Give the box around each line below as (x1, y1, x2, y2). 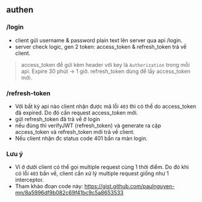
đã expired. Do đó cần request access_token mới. (14, 109, 138, 116)
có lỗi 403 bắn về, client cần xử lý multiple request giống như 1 (14, 170, 169, 177)
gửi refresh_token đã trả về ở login (14, 115, 101, 122)
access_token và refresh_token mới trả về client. (14, 128, 135, 135)
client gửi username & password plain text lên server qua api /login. (14, 36, 183, 44)
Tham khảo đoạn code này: (14, 183, 83, 190)
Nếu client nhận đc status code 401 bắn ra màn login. (14, 134, 148, 142)
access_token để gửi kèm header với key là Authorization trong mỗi (21, 61, 190, 68)
